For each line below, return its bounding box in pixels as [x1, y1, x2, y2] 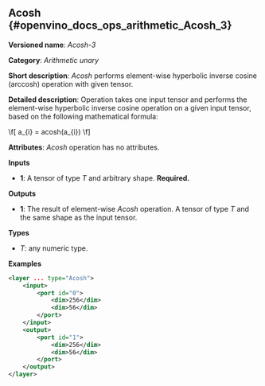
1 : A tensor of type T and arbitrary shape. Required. [19, 173, 190, 182]
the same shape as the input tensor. [19, 212, 138, 222]
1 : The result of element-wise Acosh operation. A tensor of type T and [19, 204, 249, 213]
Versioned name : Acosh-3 [8, 40, 96, 49]
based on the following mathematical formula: [8, 111, 158, 121]
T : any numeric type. [19, 243, 88, 253]
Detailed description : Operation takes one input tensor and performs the [8, 95, 247, 104]
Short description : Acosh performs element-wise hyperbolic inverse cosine [8, 71, 257, 80]
